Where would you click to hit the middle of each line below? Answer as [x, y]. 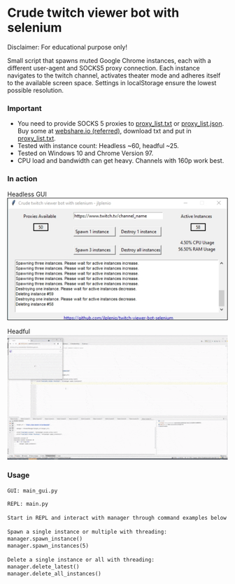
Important [24, 108]
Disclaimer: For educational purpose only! [67, 47]
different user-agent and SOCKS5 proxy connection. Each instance [104, 68]
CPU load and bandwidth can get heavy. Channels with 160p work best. [121, 161]
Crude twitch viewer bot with [93, 13]
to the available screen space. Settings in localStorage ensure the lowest [112, 82]
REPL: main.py [28, 504]
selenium [35, 28]
